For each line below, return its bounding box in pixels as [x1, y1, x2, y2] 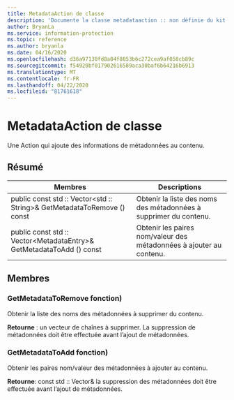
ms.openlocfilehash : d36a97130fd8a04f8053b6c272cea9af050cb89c [7, 56, 195, 63]
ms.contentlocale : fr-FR [7, 75, 79, 82]
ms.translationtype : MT [7, 68, 77, 75]
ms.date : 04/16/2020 [7, 50, 68, 57]
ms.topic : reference [7, 36, 68, 43]
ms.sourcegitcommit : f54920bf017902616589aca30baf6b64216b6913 [7, 62, 195, 69]
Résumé [7, 161, 44, 173]
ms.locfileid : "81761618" [7, 88, 82, 95]
